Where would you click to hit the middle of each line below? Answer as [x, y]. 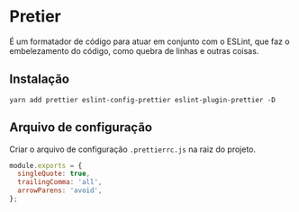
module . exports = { [46, 165]
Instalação [40, 79]
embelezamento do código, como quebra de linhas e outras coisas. [134, 50]
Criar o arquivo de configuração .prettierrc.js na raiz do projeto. [133, 149]
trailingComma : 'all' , [60, 182]
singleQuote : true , [54, 174]
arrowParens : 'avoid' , [60, 190]
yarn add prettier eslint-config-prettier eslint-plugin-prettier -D [143, 100]
